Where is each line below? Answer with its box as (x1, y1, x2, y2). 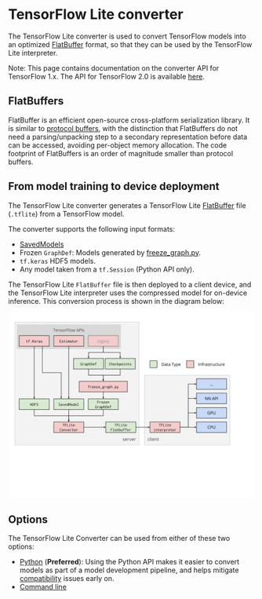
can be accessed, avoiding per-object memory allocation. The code (8, 140, 227, 150)
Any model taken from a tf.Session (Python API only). (19, 265, 195, 274)
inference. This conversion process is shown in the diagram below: (8, 296, 225, 305)
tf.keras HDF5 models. (19, 256, 96, 265)
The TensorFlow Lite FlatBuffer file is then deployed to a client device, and (8, 279, 252, 289)
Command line (19, 583, 67, 592)
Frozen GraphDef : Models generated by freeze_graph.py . (19, 247, 202, 257)
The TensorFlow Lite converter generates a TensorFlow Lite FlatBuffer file (8, 200, 246, 210)
